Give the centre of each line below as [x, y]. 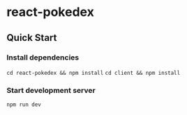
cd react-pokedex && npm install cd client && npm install [93, 73]
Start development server [51, 90]
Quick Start [32, 38]
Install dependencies [43, 57]
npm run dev [24, 105]
